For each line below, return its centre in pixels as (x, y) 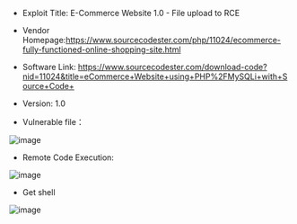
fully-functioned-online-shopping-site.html (101, 49)
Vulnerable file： (53, 122)
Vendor (36, 30)
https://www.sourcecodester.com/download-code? (172, 67)
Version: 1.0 (44, 103)
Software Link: (49, 67)
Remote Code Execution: (68, 157)
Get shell (39, 192)
